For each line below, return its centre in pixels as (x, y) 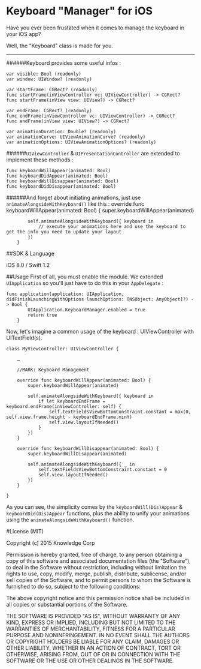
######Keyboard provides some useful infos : (64, 63)
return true (43, 315)
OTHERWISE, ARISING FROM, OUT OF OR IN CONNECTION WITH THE (93, 654)
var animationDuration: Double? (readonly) (61, 131)
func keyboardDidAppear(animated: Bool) (57, 176)
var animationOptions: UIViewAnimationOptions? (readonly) (81, 142)
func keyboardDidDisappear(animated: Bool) (61, 186)
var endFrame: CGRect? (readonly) (49, 110)
